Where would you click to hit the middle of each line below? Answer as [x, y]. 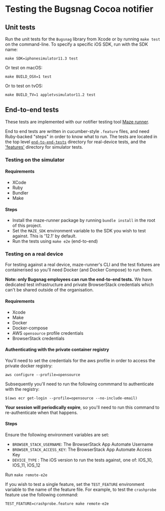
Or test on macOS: [24, 68]
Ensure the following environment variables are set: [57, 435]
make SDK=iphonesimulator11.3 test [42, 59]
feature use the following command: [42, 495]
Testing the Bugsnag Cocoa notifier [79, 9]
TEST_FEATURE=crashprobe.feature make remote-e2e [57, 504]
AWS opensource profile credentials [48, 333]
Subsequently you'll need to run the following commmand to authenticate [80, 384]
